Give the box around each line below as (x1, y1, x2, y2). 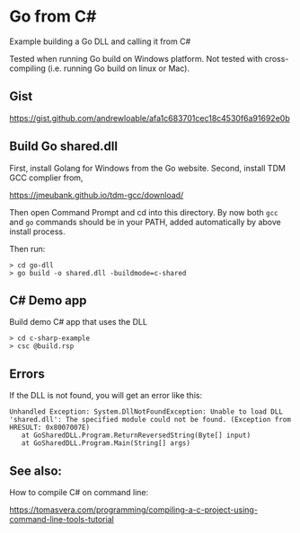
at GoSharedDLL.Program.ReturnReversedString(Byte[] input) (21, 431, 251, 441)
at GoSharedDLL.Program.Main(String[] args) (21, 439, 191, 448)
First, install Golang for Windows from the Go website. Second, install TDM (9, 162, 286, 173)
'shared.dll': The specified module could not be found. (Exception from (9, 415, 292, 424)
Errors (9, 366, 45, 381)
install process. (9, 226, 66, 237)
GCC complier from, (9, 172, 84, 183)
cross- (264, 53, 289, 64)
